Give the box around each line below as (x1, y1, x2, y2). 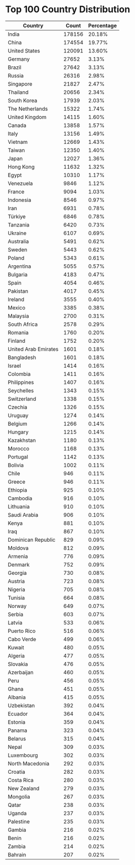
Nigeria (8, 586, 25, 593)
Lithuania (8, 503, 30, 510)
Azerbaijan (8, 669, 34, 676)
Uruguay (8, 412, 29, 419)
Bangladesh (8, 353, 37, 361)
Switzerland (8, 395, 37, 402)
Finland (8, 337, 25, 344)
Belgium (8, 420, 27, 427)
